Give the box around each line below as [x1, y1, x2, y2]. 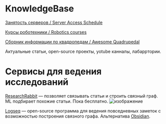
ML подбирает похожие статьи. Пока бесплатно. [5, 98, 109, 104]
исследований [5, 77, 68, 88]
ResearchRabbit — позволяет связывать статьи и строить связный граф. [5, 93, 158, 99]
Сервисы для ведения [5, 66, 102, 77]
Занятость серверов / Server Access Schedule [5, 19, 103, 25]
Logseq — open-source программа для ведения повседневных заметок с [5, 108, 161, 114]
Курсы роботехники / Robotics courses [5, 29, 87, 35]
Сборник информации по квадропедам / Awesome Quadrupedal [5, 38, 140, 45]
